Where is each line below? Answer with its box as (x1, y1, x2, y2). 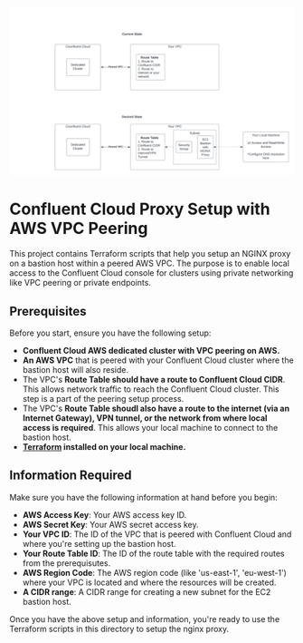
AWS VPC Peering (9, 219, 148, 239)
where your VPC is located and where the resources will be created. (22, 577, 277, 588)
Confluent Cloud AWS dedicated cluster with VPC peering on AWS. (22, 346, 280, 356)
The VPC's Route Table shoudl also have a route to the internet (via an (22, 403, 290, 414)
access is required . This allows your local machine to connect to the (22, 423, 279, 434)
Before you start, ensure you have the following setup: (9, 327, 212, 338)
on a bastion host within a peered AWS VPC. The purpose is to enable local (9, 258, 289, 269)
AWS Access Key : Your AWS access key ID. (22, 509, 187, 520)
